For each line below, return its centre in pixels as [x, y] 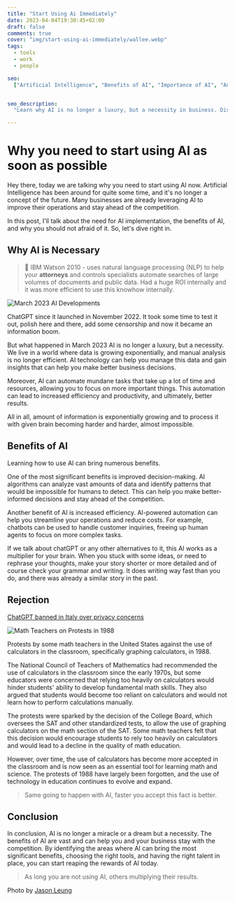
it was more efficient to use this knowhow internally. [99, 289]
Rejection [28, 600]
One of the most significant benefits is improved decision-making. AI [106, 476]
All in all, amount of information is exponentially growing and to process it [113, 416]
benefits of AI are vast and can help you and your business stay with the [111, 841]
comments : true [29, 33]
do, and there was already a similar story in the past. [83, 578]
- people [26, 66]
